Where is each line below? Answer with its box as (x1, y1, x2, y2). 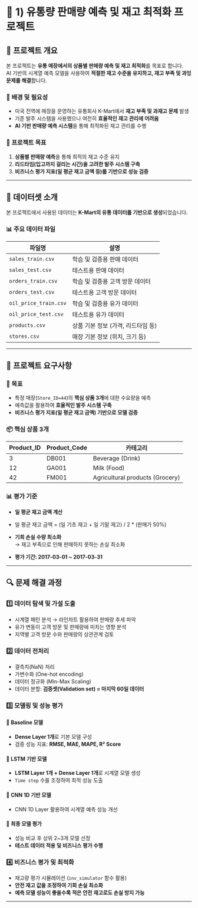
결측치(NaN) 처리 (14, 663, 55, 670)
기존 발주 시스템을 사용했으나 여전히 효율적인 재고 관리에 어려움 (14, 115, 159, 122)
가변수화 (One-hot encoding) (14, 670, 84, 677)
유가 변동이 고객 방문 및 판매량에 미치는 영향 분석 (14, 623, 127, 630)
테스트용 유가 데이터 (72, 310, 125, 318)
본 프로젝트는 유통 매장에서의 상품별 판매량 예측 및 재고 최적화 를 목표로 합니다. (6, 62, 184, 69)
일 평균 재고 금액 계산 (14, 508, 63, 515)
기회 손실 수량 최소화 (14, 533, 62, 540)
